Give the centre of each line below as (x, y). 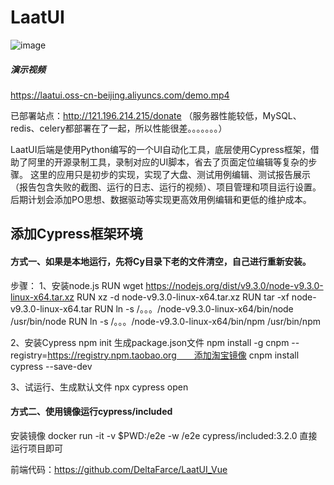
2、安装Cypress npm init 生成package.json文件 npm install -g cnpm (150, 342)
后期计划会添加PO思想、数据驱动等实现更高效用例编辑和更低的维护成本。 (161, 199)
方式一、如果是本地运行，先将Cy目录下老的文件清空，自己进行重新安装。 (161, 261)
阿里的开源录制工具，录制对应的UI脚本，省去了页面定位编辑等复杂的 (168, 162)
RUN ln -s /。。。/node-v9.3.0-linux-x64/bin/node (194, 308)
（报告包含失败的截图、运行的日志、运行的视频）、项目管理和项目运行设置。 (166, 187)
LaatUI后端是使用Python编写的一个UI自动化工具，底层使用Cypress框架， (160, 149)
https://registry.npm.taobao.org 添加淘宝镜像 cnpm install (173, 355)
